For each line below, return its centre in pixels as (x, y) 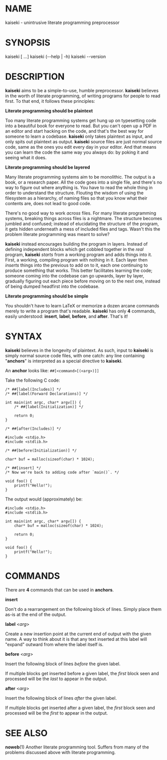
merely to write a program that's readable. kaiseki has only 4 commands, (81, 311)
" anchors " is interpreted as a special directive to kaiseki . (64, 361)
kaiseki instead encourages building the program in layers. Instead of (77, 244)
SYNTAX (24, 336)
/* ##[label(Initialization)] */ (49, 407)
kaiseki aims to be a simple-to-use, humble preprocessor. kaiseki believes (82, 90)
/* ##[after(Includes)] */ (33, 429)
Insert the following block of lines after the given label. (61, 698)
